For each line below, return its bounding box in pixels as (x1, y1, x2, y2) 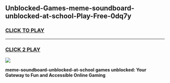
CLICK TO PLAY (5, 27, 45, 34)
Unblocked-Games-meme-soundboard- (5, 4, 135, 13)
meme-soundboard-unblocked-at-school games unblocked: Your (5, 66, 147, 72)
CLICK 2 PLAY (5, 46, 40, 53)
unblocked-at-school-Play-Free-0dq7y (5, 12, 132, 21)
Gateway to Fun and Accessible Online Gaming (5, 72, 106, 78)
